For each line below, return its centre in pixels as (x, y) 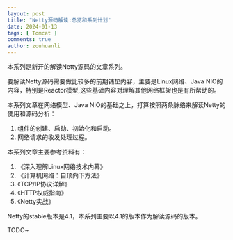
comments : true (29, 40)
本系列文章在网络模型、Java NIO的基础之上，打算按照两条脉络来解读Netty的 (116, 105)
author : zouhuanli (34, 46)
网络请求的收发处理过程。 (54, 137)
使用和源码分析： (32, 113)
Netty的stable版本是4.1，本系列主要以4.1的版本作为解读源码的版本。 (104, 216)
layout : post (26, 14)
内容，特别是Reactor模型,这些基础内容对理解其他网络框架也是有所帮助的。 (114, 90)
